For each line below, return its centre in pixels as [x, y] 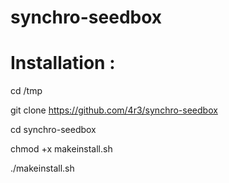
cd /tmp [26, 91]
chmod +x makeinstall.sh [61, 149]
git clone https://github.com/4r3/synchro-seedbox [114, 110]
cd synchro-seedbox [53, 130]
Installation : [63, 63]
